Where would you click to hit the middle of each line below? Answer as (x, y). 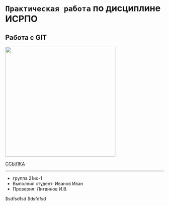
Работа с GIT (26, 37)
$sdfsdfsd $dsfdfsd (26, 199)
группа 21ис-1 (27, 178)
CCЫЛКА (15, 164)
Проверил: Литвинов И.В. (40, 189)
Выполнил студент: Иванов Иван (48, 184)
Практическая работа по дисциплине (83, 8)
